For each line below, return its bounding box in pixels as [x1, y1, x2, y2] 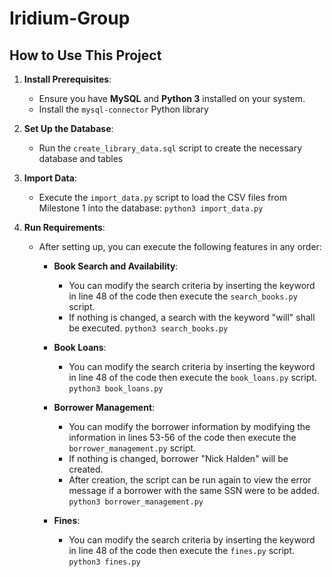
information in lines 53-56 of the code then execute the [68, 432, 297, 443]
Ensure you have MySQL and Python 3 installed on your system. [38, 93, 306, 104]
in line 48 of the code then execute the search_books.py [68, 290, 298, 302]
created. [68, 463, 104, 475]
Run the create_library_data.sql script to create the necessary [38, 142, 302, 154]
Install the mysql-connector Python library [38, 103, 209, 115]
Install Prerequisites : [23, 73, 112, 85]
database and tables [38, 153, 124, 164]
